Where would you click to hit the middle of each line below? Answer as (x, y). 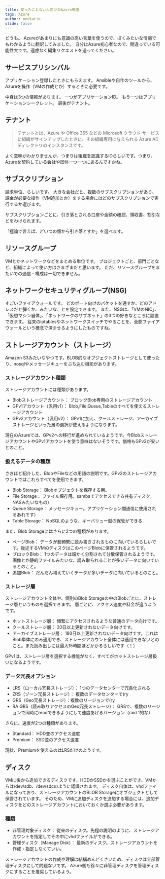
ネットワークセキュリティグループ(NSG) (66, 290)
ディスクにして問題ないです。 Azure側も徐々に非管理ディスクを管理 (78, 866)
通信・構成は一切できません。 (52, 273)
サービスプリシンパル (37, 67)
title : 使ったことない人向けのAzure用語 (42, 10)
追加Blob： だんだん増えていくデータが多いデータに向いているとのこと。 (86, 572)
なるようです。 (29, 662)
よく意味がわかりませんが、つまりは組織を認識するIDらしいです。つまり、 (80, 155)
